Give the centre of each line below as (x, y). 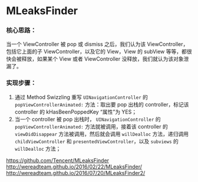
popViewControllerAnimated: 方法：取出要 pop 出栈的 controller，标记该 (102, 104)
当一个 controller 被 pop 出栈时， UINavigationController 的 (88, 119)
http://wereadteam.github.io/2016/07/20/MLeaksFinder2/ (76, 173)
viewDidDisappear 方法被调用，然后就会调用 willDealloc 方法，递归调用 (101, 134)
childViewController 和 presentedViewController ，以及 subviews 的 (96, 141)
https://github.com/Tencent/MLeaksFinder (58, 160)
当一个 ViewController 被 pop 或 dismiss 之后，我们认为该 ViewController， (97, 44)
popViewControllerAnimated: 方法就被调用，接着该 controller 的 (91, 126)
